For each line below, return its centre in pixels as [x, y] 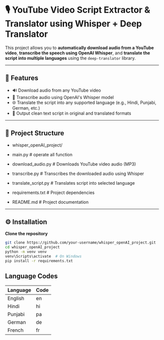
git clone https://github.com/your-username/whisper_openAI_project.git [81, 243]
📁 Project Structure [35, 133]
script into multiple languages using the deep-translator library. [70, 58]
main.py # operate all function [42, 154]
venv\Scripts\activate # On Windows [43, 256]
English [16, 298]
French [16, 330]
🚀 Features [22, 78]
